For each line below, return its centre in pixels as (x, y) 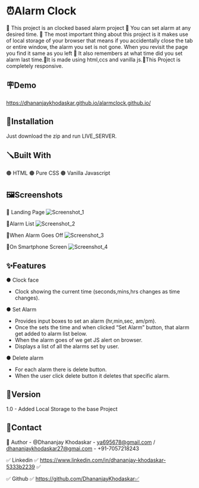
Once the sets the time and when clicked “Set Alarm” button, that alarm (102, 327)
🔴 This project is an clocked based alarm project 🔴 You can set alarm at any (99, 27)
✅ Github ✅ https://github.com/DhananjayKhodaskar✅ (73, 478)
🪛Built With (29, 155)
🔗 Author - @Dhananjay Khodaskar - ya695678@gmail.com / (81, 442)
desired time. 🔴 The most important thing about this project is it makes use (97, 34)
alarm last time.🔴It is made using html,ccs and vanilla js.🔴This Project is (94, 59)
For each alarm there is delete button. (61, 369)
